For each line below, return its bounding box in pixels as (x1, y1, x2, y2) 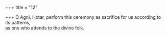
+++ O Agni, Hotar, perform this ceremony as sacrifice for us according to (5, 14, 161, 20)
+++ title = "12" (5, 5, 38, 10)
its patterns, (5, 20, 31, 25)
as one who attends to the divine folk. (5, 25, 84, 31)
